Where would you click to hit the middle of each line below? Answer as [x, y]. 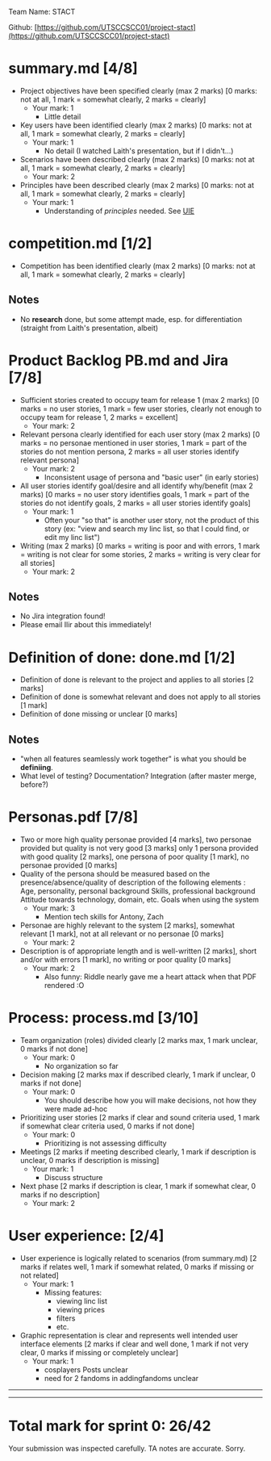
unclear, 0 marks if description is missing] [90, 1161]
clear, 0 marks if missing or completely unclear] [99, 1352]
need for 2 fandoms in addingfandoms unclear [121, 1378]
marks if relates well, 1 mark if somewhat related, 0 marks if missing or [137, 1267]
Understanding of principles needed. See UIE [119, 211]
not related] [39, 1275]
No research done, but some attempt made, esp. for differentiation [131, 319]
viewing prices [80, 1310]
